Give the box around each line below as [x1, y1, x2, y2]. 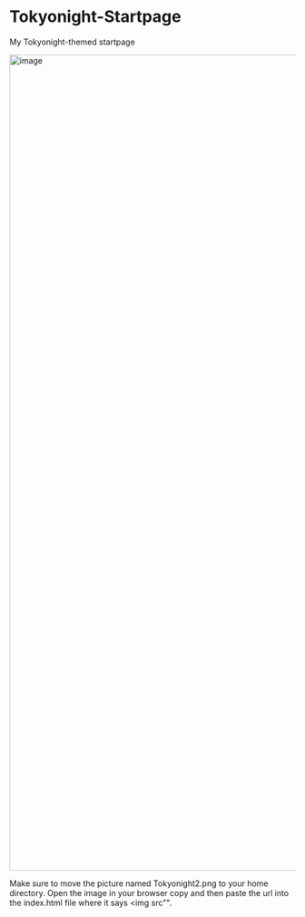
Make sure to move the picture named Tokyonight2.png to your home [9, 878, 270, 889]
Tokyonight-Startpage [9, 6, 182, 27]
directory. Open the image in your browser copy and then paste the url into [9, 887, 289, 898]
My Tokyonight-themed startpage [9, 36, 136, 47]
